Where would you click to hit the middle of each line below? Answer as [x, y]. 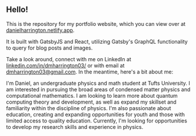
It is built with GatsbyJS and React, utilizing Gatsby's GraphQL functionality [97, 41]
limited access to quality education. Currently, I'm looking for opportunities [97, 121]
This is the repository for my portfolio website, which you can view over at [96, 24]
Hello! [17, 10]
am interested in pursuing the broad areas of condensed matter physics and [98, 89]
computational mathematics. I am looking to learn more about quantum [92, 95]
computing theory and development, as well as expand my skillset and [91, 102]
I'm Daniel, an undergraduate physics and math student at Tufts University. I [98, 83]
